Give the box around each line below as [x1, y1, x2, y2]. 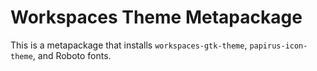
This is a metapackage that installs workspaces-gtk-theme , [10, 39, 248, 51]
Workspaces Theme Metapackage [10, 6, 303, 29]
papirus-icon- [249, 41, 308, 51]
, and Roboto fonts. [32, 49, 112, 61]
